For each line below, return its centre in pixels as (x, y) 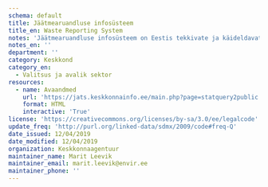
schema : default (35, 16)
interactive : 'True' (57, 112)
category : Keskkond (41, 60)
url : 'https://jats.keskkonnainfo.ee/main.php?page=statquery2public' (142, 97)
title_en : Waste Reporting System (66, 30)
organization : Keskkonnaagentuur (64, 149)
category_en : (30, 68)
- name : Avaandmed (46, 90)
